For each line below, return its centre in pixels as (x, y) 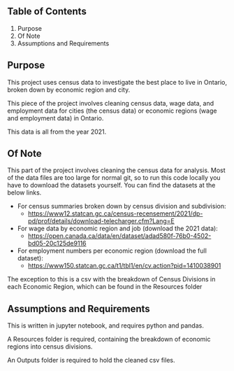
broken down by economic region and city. (69, 90)
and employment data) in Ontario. (56, 118)
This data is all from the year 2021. (57, 132)
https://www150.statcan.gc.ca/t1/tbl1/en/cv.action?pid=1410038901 (124, 266)
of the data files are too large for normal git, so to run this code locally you (114, 178)
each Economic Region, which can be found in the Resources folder (105, 287)
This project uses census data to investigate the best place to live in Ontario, (117, 82)
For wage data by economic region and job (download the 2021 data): (117, 229)
